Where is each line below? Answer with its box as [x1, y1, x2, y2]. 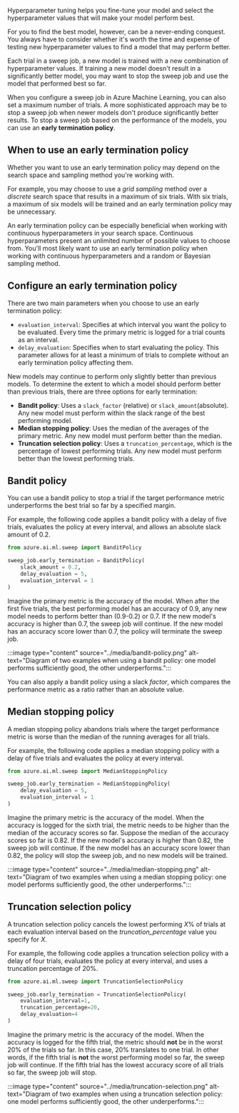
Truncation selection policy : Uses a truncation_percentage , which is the [17, 439, 233, 447]
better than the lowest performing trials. [17, 454, 135, 463]
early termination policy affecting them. [17, 358, 133, 366]
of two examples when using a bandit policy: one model [51, 656, 216, 664]
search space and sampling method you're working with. [7, 171, 175, 179]
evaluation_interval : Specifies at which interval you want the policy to [17, 320, 227, 329]
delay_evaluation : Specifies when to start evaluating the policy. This [17, 343, 219, 351]
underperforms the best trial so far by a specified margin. [7, 501, 176, 510]
